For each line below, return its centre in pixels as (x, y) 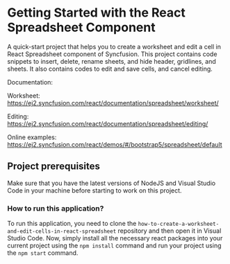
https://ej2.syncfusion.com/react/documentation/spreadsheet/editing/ (108, 123)
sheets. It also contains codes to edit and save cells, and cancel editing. (110, 69)
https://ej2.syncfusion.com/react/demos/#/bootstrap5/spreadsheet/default (115, 144)
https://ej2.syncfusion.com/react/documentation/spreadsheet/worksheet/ (113, 103)
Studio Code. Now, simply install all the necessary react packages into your (115, 238)
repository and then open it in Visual (170, 231)
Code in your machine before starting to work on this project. (95, 190)
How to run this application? (56, 208)
